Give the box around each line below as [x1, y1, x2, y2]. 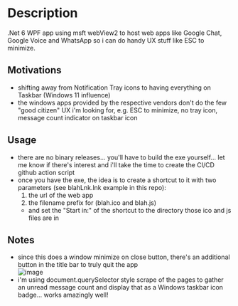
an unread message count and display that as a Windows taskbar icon [17, 283, 224, 292]
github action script [17, 168, 75, 176]
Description [7, 5, 78, 21]
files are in [28, 213, 59, 222]
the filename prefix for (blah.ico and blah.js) [28, 198, 157, 207]
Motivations [7, 64, 62, 76]
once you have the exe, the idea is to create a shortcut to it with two [17, 176, 217, 184]
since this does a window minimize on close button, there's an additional [17, 253, 230, 261]
